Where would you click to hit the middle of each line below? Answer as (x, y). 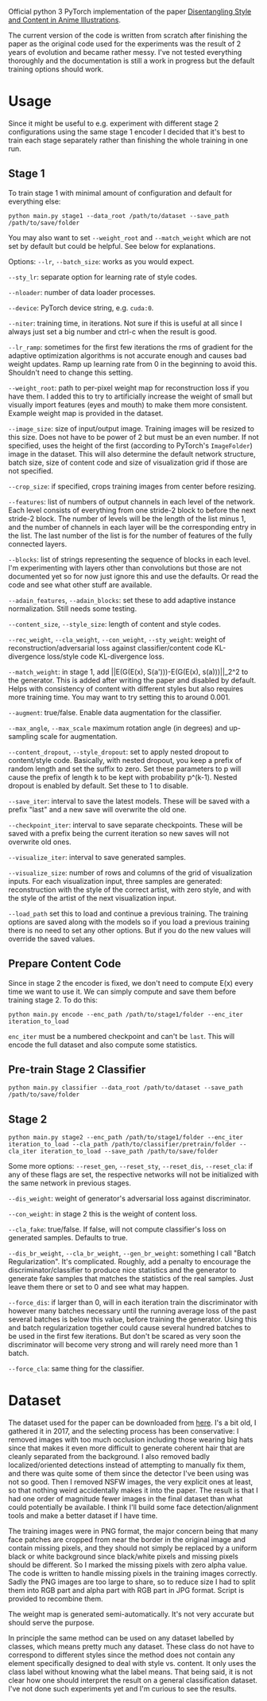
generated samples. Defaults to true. (68, 1238)
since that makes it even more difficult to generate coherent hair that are (126, 1448)
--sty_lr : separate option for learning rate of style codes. (103, 277)
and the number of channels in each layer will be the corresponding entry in (132, 527)
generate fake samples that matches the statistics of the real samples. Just (131, 1279)
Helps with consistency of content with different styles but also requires (126, 688)
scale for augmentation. (78, 736)
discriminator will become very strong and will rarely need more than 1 (123, 1345)
